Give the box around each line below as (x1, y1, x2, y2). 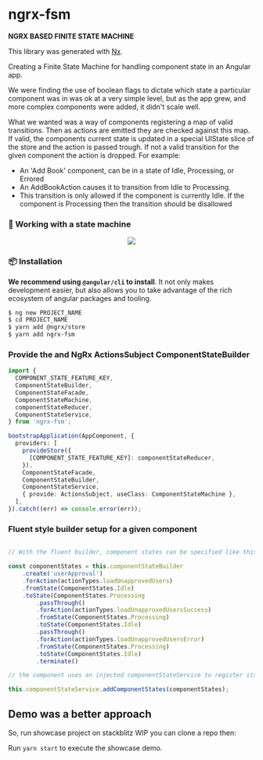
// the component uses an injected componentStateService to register (8, 671, 243, 679)
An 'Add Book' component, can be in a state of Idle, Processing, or (19, 165, 235, 175)
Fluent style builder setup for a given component (8, 523, 197, 534)
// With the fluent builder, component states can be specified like (8, 548, 240, 556)
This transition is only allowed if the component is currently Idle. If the (19, 191, 245, 200)
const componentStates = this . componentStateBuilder (8, 562, 184, 570)
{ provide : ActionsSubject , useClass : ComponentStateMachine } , (22, 490, 236, 499)
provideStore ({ (22, 447, 72, 455)
